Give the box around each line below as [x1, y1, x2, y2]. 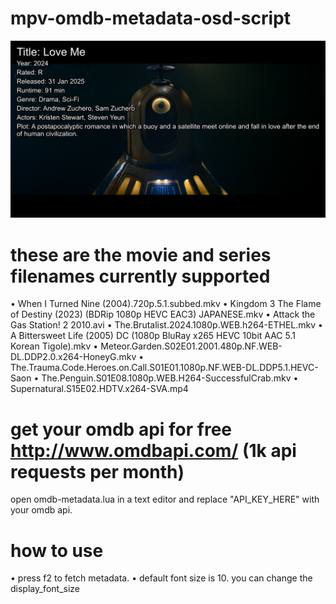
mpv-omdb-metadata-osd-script [10, 7, 291, 30]
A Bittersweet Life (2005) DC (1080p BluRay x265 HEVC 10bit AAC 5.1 [10, 330, 296, 342]
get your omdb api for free [10, 418, 232, 441]
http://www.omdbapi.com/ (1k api [10, 439, 297, 462]
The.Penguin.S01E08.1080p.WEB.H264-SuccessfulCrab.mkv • [41, 372, 299, 384]
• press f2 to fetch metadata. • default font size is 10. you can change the [10, 572, 313, 584]
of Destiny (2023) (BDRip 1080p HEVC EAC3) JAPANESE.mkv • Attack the [10, 308, 316, 321]
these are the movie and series [10, 243, 272, 266]
